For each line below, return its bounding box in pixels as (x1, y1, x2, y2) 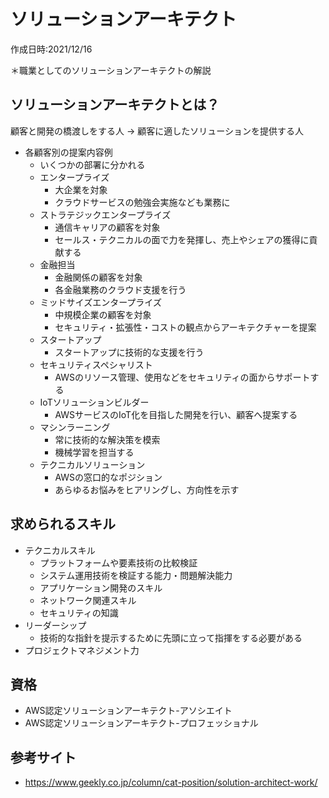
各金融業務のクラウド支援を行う (54, 283, 187, 295)
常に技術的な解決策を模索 (54, 433, 161, 445)
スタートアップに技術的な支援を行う (54, 346, 205, 358)
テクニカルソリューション (39, 458, 146, 470)
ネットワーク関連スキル (39, 594, 137, 606)
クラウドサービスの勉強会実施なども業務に (54, 196, 231, 208)
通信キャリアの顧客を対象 (54, 221, 161, 233)
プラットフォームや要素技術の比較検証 (39, 556, 198, 569)
